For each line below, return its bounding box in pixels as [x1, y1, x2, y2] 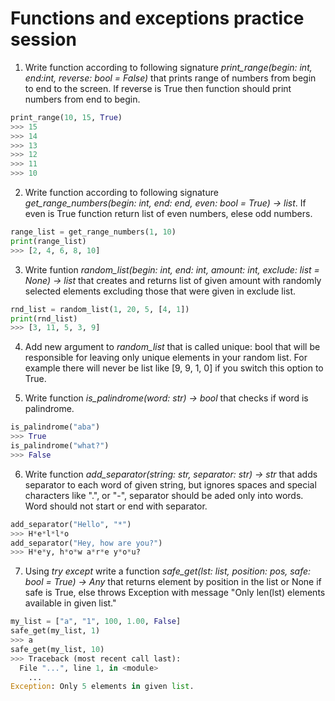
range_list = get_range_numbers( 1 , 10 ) [10, 227, 177, 237]
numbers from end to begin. [24, 93, 141, 105]
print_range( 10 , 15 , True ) [10, 112, 123, 122]
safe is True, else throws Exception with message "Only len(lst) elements [24, 587, 326, 599]
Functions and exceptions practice [10, 7, 305, 30]
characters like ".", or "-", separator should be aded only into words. [24, 489, 304, 501]
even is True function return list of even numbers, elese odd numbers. [24, 208, 313, 220]
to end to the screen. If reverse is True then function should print [24, 82, 292, 94]
